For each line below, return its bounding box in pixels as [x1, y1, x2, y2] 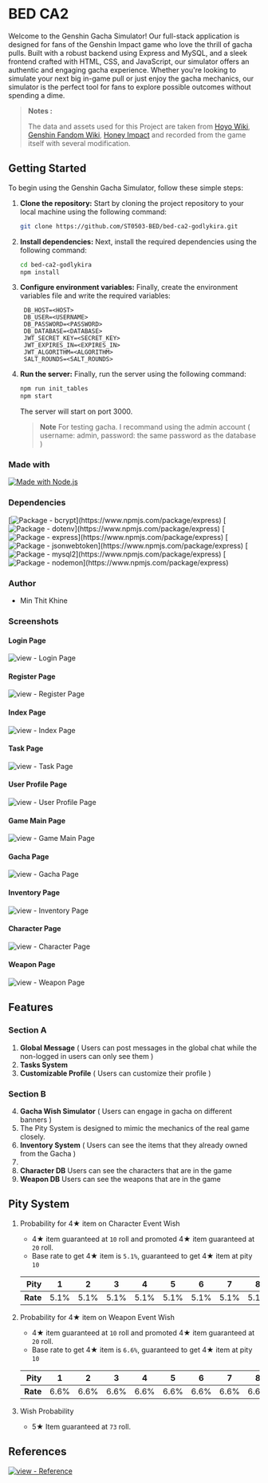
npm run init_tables [19, 385, 89, 393]
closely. [19, 1132, 45, 1141]
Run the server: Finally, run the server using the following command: [19, 369, 246, 379]
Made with [8, 459, 50, 470]
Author [8, 577, 37, 589]
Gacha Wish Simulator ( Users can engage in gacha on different [19, 1106, 233, 1116]
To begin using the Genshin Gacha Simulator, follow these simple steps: [8, 183, 243, 192]
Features [8, 1001, 53, 1014]
